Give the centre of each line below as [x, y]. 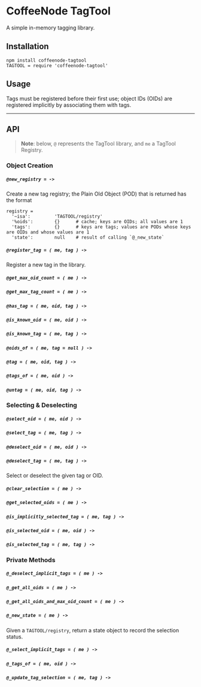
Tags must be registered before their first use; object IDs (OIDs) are [89, 98]
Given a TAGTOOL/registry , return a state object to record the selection [93, 630]
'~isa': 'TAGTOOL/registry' [57, 217]
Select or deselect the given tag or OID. [55, 476]
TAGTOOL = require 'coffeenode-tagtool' [57, 65]
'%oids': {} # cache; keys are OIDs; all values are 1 [98, 222]
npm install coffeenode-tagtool [46, 60]
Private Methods [31, 560]
